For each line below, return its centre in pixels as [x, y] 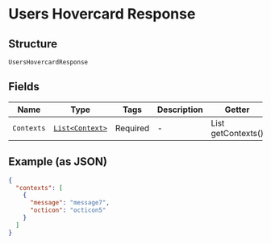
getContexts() [237, 133]
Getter [237, 110]
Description [180, 110]
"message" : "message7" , [70, 203]
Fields [24, 87]
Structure [33, 44]
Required [132, 128]
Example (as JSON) [58, 162]
